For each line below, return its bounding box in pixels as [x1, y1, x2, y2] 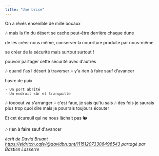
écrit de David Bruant [5, 136, 48, 141]
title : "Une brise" [5, 7, 45, 12]
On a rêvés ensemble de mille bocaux [5, 20, 81, 26]
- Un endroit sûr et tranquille [5, 91, 71, 96]
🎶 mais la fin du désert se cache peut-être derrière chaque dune [5, 30, 134, 35]
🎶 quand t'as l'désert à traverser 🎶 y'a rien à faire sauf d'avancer [5, 68, 135, 73]
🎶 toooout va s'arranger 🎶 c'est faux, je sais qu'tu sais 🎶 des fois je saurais [5, 100, 155, 105]
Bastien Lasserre [5, 146, 40, 152]
